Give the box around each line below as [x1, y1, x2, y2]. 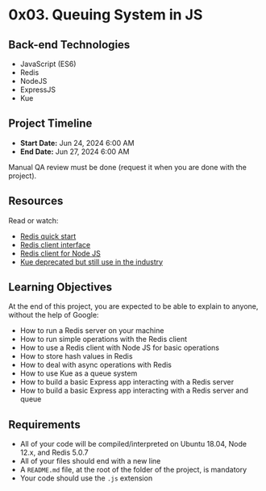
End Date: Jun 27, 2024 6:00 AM [19, 147, 130, 156]
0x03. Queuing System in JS [8, 6, 203, 24]
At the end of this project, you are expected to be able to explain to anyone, [8, 302, 259, 311]
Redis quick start [19, 231, 77, 241]
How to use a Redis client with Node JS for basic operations [19, 343, 220, 352]
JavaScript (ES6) [19, 59, 77, 69]
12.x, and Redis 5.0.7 [19, 447, 89, 457]
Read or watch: [8, 215, 59, 225]
